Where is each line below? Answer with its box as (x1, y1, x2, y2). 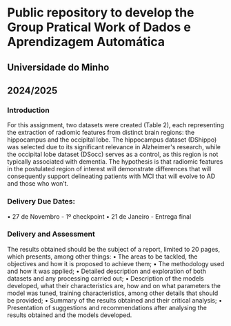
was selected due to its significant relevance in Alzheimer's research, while (7, 143, 221, 151)
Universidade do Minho (7, 61, 110, 73)
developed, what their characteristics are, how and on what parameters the (7, 281, 221, 290)
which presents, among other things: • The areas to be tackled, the (7, 252, 198, 261)
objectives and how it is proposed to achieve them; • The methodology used (7, 259, 225, 268)
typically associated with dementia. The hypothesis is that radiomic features (7, 157, 223, 166)
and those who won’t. (7, 180, 69, 188)
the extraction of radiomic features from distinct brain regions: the (7, 129, 195, 137)
